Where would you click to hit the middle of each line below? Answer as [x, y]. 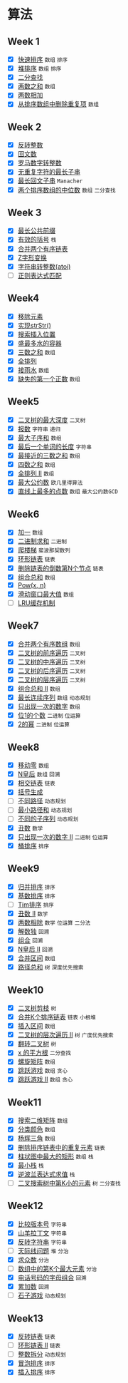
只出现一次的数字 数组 [49, 706]
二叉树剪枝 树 [37, 1008]
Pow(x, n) [32, 585]
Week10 [26, 990]
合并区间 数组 [36, 958]
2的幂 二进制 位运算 [43, 724]
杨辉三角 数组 [36, 1138]
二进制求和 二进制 [42, 541]
